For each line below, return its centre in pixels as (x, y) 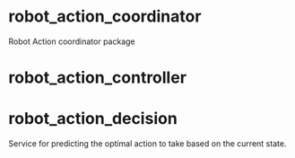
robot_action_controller (98, 78)
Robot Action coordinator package (72, 41)
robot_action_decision (93, 119)
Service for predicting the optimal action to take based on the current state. (147, 144)
